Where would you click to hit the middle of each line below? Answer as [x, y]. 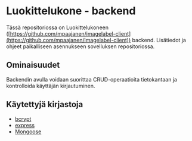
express [24, 125]
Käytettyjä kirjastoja [45, 104]
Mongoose [28, 131]
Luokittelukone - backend [71, 11]
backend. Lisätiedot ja [159, 40]
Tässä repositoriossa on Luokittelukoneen [58, 27]
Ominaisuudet [33, 65]
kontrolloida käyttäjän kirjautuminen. [51, 86]
